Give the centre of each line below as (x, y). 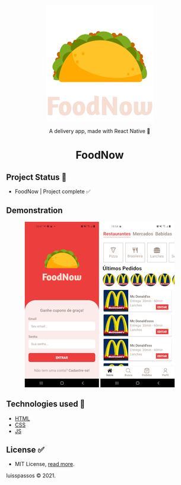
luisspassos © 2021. (31, 475)
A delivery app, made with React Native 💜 (100, 131)
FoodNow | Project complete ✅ (53, 191)
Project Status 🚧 (36, 177)
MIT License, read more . (45, 464)
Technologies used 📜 (46, 404)
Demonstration (35, 211)
